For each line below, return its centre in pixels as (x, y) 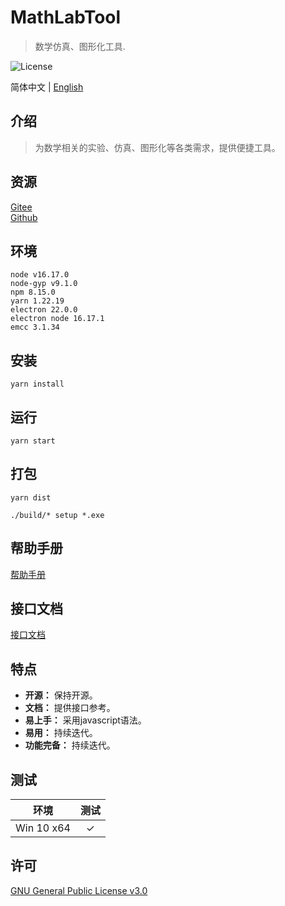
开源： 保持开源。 (61, 695)
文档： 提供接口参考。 (70, 708)
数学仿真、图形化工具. (80, 46)
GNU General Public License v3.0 (79, 890)
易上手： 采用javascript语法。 (85, 720)
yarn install (37, 384)
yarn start (33, 441)
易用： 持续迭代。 (61, 733)
